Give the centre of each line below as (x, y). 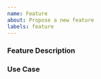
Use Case (24, 69)
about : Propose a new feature (51, 20)
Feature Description (42, 51)
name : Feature (28, 14)
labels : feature (30, 26)
